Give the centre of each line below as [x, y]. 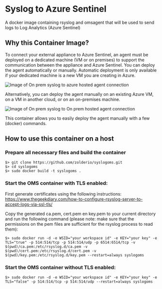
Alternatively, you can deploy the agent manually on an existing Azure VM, [79, 94]
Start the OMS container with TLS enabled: [57, 183]
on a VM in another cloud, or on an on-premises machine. [63, 99]
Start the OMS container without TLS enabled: [60, 267]
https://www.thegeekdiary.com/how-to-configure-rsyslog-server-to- [74, 199]
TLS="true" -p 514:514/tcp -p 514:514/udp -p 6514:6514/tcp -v [70, 242]
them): [12, 229]
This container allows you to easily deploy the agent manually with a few [77, 118]
